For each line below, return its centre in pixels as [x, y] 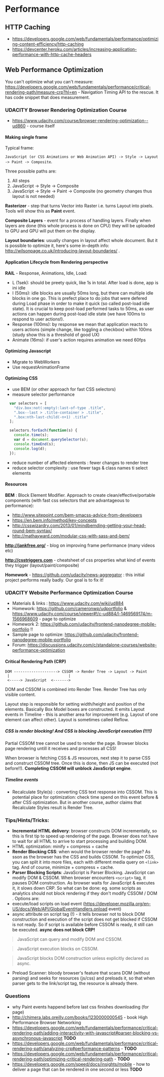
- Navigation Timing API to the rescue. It [118, 92]
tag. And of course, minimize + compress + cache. [63, 867]
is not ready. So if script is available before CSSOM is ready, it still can [83, 925]
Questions [18, 996]
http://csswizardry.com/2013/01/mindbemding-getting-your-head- [79, 525]
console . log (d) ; [31, 449]
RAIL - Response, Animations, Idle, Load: [46, 273]
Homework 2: [26, 624]
